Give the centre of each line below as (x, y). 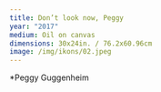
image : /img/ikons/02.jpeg (60, 52)
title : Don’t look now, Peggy (67, 18)
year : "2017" (34, 26)
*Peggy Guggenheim (49, 77)
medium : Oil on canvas (52, 35)
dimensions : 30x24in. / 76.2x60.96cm (81, 43)
